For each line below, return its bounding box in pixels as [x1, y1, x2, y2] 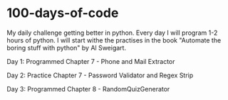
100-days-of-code [6, 5, 119, 21]
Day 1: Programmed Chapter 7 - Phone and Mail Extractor [6, 57, 175, 65]
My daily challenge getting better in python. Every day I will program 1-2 [6, 28, 218, 37]
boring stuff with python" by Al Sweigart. [6, 43, 126, 52]
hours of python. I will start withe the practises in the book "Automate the [6, 35, 222, 44]
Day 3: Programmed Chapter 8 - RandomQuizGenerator [6, 84, 170, 93]
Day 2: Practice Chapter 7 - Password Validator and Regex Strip [6, 71, 194, 79]
